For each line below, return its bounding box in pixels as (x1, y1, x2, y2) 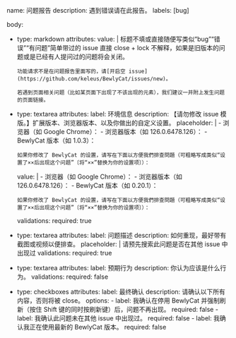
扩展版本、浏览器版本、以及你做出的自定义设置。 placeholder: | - (32, 119, 222, 127)
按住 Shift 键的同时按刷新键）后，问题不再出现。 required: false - (29, 306, 218, 313)
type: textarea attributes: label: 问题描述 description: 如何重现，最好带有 (16, 231, 227, 239)
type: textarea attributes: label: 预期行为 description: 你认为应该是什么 (16, 264, 220, 272)
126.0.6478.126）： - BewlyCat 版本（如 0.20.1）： (16, 181, 158, 189)
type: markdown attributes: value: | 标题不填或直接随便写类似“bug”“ (16, 35, 215, 43)
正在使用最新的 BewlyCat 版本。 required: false (29, 323, 167, 331)
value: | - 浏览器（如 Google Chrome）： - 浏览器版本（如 (16, 172, 183, 181)
